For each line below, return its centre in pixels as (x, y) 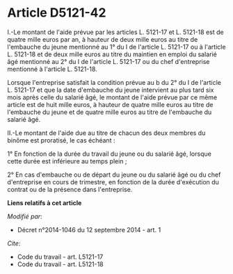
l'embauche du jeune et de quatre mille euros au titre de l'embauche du (110, 112)
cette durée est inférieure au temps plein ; (67, 161)
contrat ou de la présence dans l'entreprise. (70, 189)
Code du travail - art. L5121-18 (60, 264)
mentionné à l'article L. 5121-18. (52, 69)
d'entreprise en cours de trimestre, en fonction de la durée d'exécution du (113, 182)
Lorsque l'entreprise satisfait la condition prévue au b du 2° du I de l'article (114, 82)
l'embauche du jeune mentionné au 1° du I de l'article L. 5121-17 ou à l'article (116, 47)
